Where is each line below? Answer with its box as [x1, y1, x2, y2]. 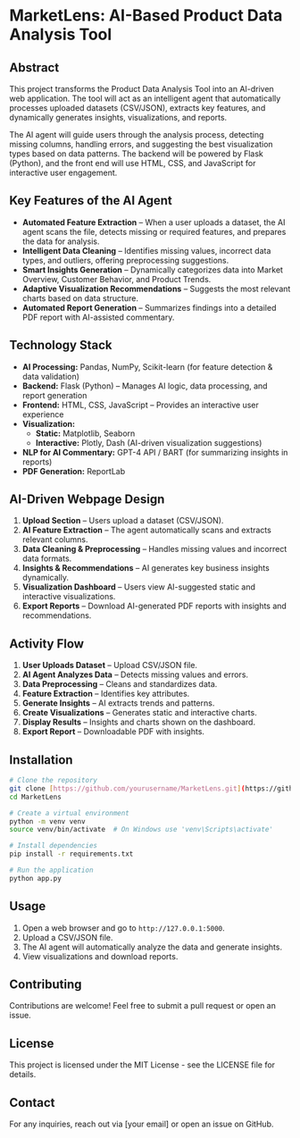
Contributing [9, 977, 82, 992]
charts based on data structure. [21, 292, 138, 304]
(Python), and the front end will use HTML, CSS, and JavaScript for [9, 158, 256, 168]
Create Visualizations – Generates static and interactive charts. [21, 707, 257, 718]
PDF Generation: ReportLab [21, 465, 126, 476]
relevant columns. [21, 534, 88, 545]
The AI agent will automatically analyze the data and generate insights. [21, 941, 283, 952]
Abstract [9, 60, 60, 75]
